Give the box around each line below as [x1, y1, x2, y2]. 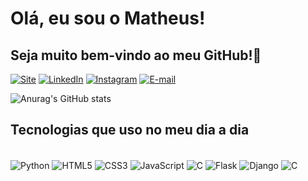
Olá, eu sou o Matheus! [10, 7, 206, 30]
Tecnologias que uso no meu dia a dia [10, 122, 250, 139]
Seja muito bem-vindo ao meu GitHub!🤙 [10, 47, 262, 64]
